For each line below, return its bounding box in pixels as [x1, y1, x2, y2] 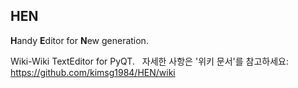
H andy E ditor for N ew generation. [10, 34, 149, 46]
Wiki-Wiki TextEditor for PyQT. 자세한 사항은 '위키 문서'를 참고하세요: [10, 55, 290, 67]
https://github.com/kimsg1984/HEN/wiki [10, 66, 176, 78]
